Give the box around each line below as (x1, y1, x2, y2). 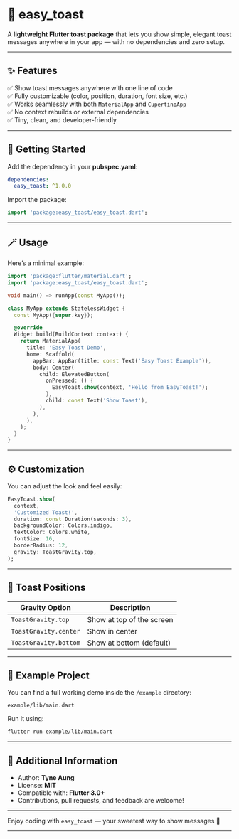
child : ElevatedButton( (38, 370, 110, 378)
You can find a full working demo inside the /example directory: (7, 688, 192, 697)
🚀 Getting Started (7, 144, 86, 156)
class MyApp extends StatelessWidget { (7, 305, 126, 312)
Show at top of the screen (87, 614, 174, 624)
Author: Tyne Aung (17, 774, 75, 781)
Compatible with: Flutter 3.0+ (17, 789, 105, 797)
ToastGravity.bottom (11, 638, 80, 646)
